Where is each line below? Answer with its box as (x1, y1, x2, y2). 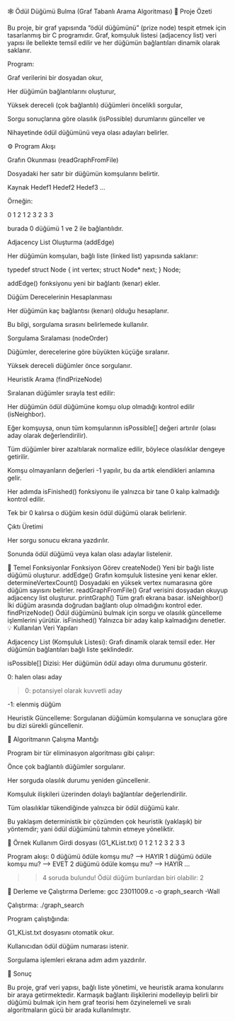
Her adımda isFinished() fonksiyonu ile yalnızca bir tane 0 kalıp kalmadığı (7, 488, 219, 495)
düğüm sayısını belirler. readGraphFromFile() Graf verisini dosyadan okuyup (7, 586, 228, 594)
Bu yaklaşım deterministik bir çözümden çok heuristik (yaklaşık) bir (7, 817, 202, 826)
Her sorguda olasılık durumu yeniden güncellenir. (7, 776, 151, 785)
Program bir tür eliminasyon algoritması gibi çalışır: (7, 749, 156, 757)
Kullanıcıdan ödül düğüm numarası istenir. (7, 942, 130, 950)
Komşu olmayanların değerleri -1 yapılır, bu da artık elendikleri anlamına (7, 466, 215, 474)
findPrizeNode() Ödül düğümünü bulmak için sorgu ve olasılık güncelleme (7, 608, 222, 617)
